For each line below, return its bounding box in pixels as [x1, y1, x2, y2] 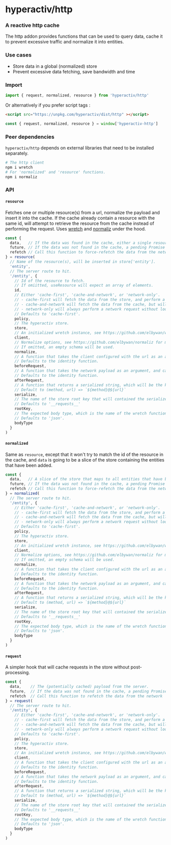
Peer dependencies [5, 133, 55, 140]
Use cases [5, 52, 32, 59]
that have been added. [5, 462, 52, 468]
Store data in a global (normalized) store [12, 63, 98, 69]
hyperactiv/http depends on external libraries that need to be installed [5, 145, 154, 151]
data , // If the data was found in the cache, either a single [10, 240, 152, 245]
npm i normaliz [5, 174, 38, 180]
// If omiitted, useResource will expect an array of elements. [14, 283, 154, 288]
